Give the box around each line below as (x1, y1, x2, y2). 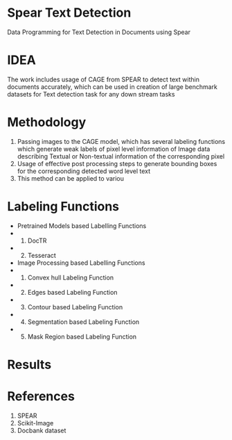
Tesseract (27, 251, 57, 259)
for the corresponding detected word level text (17, 167, 151, 175)
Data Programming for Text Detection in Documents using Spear (7, 28, 190, 36)
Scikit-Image (17, 418, 54, 427)
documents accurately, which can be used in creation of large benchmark (7, 82, 218, 91)
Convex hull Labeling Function (27, 273, 114, 282)
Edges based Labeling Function (27, 288, 118, 296)
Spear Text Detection (7, 5, 132, 21)
